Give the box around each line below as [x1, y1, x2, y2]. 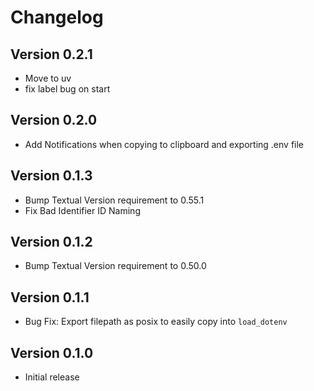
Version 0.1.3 [10, 167, 93, 185]
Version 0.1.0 [10, 344, 94, 361]
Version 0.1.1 [10, 289, 90, 306]
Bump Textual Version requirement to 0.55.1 [24, 194, 205, 206]
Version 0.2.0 [10, 112, 98, 129]
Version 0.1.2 [10, 234, 93, 251]
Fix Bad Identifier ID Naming [24, 204, 141, 216]
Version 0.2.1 [10, 46, 93, 63]
